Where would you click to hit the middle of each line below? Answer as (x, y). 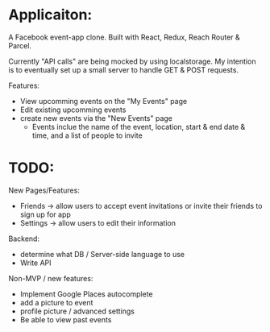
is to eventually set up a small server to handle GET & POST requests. (124, 69)
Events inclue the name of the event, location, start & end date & (139, 127)
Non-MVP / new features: (51, 278)
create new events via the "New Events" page (96, 118)
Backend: (24, 239)
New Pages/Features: (44, 190)
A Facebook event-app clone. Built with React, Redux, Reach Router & (124, 37)
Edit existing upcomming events (73, 110)
